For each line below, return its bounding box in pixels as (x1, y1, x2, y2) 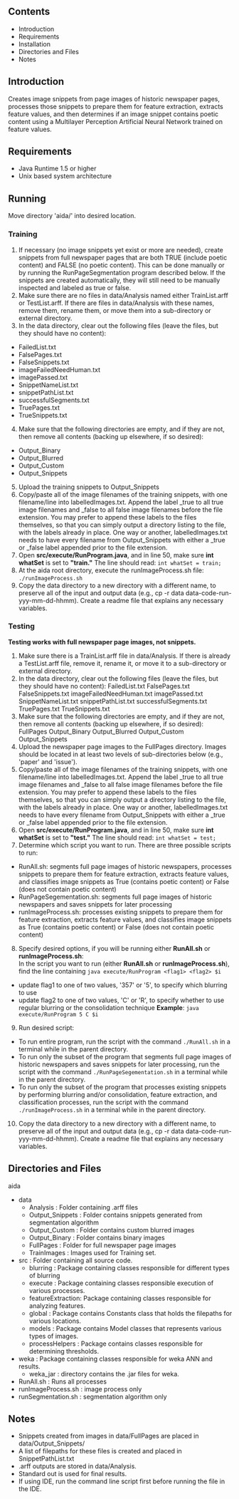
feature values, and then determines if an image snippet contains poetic (8, 110, 219, 118)
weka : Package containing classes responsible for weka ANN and (18, 1354, 213, 1363)
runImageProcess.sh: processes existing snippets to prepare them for (18, 907, 223, 916)
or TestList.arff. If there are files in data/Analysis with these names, (18, 299, 215, 307)
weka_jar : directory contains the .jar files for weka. (28, 1369, 180, 1378)
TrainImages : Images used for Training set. (28, 1248, 156, 1257)
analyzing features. (28, 1301, 86, 1310)
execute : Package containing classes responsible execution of (28, 1279, 214, 1287)
